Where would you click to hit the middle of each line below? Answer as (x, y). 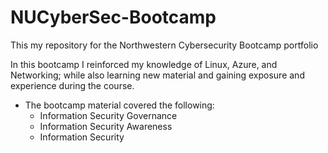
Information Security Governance (108, 115)
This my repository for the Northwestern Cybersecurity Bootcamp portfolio (164, 45)
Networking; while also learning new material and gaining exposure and (157, 75)
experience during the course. (72, 85)
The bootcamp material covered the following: (119, 105)
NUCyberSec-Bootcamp (113, 17)
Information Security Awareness (106, 126)
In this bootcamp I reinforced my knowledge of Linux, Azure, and (144, 64)
